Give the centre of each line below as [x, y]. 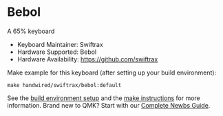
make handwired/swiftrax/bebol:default [64, 85]
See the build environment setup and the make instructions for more [104, 98]
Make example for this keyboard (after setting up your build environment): [112, 72]
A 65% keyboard [31, 31]
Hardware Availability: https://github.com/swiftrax [87, 59]
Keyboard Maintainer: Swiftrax [60, 44]
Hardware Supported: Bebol [57, 52]
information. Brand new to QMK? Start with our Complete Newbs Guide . [109, 105]
